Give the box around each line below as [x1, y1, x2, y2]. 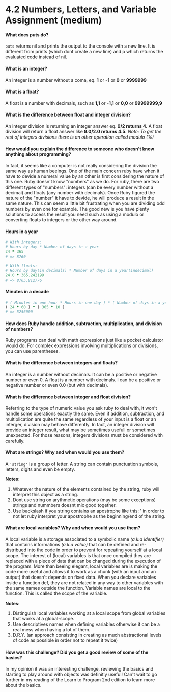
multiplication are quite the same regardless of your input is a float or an [5, 416, 156, 422]
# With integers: [5, 240, 42, 245]
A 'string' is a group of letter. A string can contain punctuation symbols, [5, 461, 159, 467]
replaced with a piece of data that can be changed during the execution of [5, 558, 161, 564]
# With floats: [5, 263, 38, 268]
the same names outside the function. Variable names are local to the [5, 585, 151, 591]
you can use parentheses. [5, 348, 60, 354]
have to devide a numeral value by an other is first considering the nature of [5, 173, 164, 179]
